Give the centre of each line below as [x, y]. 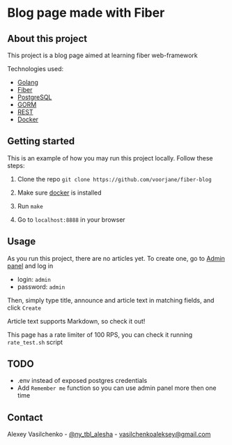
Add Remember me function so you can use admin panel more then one [117, 388]
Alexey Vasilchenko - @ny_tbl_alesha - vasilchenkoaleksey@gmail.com [109, 435]
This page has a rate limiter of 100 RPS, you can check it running [100, 334]
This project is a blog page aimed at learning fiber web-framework [102, 55]
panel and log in [30, 266]
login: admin [34, 279]
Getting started [41, 141]
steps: [16, 165]
